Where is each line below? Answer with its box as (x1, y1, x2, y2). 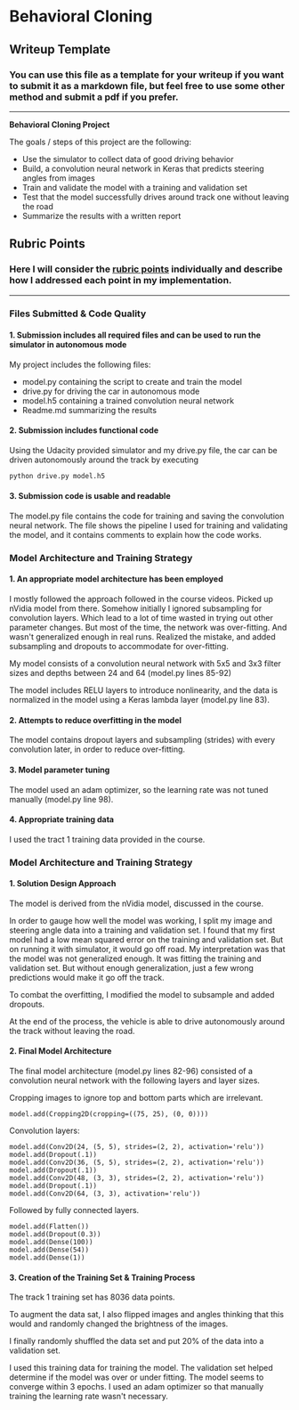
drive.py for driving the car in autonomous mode (21, 386, 200, 396)
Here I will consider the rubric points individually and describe (9, 263, 283, 275)
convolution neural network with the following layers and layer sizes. (9, 1075, 261, 1086)
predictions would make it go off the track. (9, 972, 165, 982)
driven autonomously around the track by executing (9, 454, 198, 465)
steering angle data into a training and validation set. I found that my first (9, 925, 276, 935)
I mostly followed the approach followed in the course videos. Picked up (9, 594, 274, 605)
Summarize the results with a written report (21, 210, 182, 221)
